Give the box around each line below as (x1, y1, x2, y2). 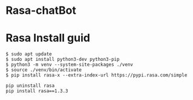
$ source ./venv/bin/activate (5, 67, 82, 73)
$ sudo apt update (5, 51, 52, 57)
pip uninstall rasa (5, 83, 55, 89)
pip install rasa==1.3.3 (5, 88, 68, 94)
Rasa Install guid (5, 31, 90, 45)
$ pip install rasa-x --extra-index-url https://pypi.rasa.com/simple (5, 72, 188, 78)
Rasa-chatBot (5, 4, 76, 17)
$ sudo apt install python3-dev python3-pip (5, 57, 120, 63)
